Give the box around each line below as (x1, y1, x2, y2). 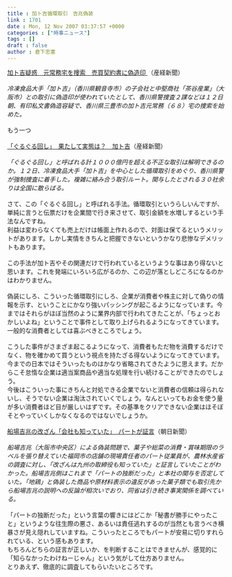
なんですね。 (12, 216, 50, 225)
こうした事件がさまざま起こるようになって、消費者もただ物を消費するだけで (7, 342, 224, 350)
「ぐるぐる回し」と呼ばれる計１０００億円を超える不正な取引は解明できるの (7, 158, 224, 166)
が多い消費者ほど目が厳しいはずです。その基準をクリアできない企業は (7, 403, 206, 411)
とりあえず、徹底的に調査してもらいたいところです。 (7, 563, 157, 571)
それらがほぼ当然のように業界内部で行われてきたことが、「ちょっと (25, 309, 215, 317)
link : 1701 (7, 17, 41, 23)
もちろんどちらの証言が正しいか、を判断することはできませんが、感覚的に (7, 545, 218, 554)
